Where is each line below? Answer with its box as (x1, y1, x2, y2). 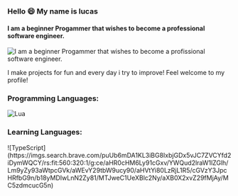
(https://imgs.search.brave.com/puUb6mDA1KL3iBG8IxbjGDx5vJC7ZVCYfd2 (7, 151, 232, 159)
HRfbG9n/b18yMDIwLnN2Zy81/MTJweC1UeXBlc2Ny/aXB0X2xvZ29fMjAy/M (7, 173, 229, 182)
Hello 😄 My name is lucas (7, 6, 98, 16)
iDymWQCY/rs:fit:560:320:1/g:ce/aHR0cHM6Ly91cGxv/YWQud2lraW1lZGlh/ (7, 158, 229, 167)
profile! (7, 76, 28, 84)
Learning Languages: (7, 127, 83, 137)
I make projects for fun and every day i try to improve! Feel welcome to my (7, 69, 225, 77)
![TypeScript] (7, 143, 46, 151)
